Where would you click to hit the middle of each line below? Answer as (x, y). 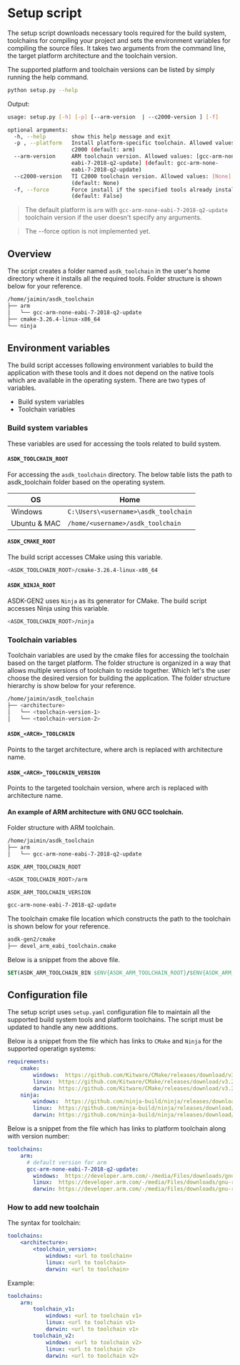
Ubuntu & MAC (36, 523)
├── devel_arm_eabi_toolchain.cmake (62, 946)
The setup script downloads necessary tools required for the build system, (117, 33)
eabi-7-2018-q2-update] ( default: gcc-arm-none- (145, 163)
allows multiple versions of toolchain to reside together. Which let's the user (119, 671)
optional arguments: (38, 130)
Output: (19, 104)
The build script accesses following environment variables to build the (110, 365)
